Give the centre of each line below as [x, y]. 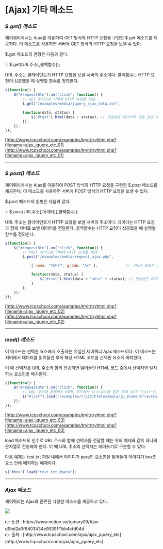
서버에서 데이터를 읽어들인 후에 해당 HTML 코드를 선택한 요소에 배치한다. [74, 357]
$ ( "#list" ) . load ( [40, 396]
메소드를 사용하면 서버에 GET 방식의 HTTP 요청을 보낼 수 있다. [83, 44]
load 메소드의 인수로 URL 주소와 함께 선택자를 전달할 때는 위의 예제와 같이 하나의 [81, 440]
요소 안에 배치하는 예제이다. [31, 463]
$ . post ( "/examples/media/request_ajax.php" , [68, 257]
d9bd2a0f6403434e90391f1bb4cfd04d [45, 529]
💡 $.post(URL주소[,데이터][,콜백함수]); [42, 211]
